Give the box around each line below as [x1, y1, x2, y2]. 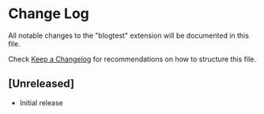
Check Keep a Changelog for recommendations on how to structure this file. [8, 54, 257, 64]
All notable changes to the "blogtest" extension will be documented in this [8, 31, 249, 40]
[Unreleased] [8, 77, 75, 90]
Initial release [19, 97, 63, 107]
